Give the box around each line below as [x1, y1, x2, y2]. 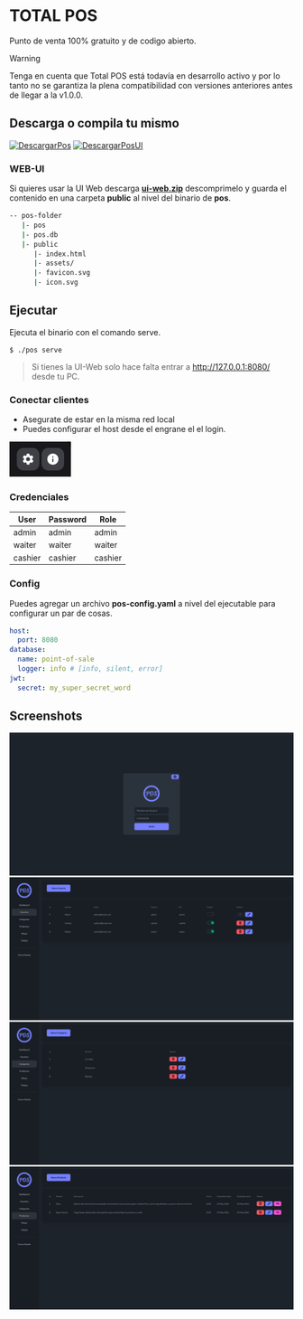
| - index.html [32, 250, 87, 259]
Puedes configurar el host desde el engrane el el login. [22, 424, 226, 435]
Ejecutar [9, 303, 58, 318]
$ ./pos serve [9, 345, 63, 354]
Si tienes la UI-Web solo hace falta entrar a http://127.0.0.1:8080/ [31, 361, 271, 372]
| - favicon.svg [32, 269, 91, 278]
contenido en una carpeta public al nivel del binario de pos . [9, 193, 232, 203]
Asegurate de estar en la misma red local [22, 414, 176, 425]
